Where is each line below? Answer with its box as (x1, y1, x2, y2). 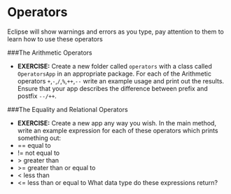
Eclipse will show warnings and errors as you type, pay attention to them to (7, 27, 224, 36)
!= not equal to (17, 148, 60, 157)
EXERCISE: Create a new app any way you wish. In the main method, (17, 118, 217, 127)
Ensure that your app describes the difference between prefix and (17, 84, 208, 92)
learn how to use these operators (7, 34, 103, 43)
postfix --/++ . (17, 92, 57, 100)
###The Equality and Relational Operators (7, 105, 128, 113)
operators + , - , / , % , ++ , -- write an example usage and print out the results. (17, 76, 225, 85)
